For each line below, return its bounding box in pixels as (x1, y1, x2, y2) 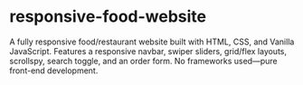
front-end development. (9, 65, 99, 76)
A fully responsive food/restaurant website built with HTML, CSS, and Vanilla (9, 36, 295, 47)
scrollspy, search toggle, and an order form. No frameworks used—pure (9, 55, 278, 66)
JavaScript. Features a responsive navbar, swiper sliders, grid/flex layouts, (9, 45, 288, 56)
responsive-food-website (9, 6, 206, 27)
